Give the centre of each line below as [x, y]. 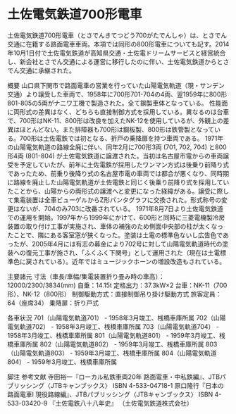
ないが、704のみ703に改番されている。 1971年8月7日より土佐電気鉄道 [122, 208]
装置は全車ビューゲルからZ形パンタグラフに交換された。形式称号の [124, 200]
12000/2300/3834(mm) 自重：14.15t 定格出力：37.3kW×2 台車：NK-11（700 [117, 285]
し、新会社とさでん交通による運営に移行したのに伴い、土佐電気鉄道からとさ [118, 61]
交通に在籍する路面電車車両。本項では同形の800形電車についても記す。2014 [118, 44]
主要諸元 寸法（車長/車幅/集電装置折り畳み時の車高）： [86, 276]
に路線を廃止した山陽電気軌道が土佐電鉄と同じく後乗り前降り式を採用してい [118, 182]
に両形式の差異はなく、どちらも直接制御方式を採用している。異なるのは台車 [118, 112]
